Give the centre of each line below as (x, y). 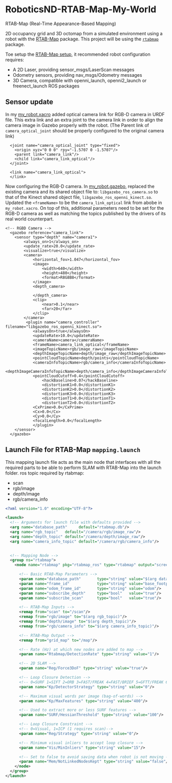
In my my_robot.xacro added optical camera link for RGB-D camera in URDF (85, 114)
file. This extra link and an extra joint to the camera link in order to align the (84, 120)
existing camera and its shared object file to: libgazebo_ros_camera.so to (82, 192)
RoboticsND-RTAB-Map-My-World (81, 9)
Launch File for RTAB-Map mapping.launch (73, 450)
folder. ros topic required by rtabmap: (45, 473)
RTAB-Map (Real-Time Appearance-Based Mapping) (61, 24)
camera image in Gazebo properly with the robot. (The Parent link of (77, 125)
